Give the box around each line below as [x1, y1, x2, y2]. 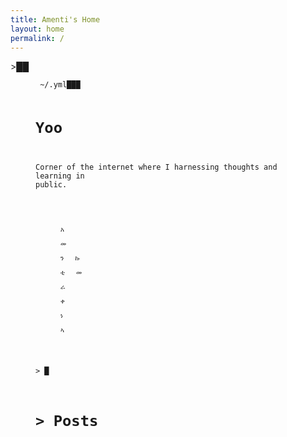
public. [35, 179, 68, 190]
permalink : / [10, 33, 65, 43]
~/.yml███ [39, 80, 81, 90]
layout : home [10, 24, 65, 34]
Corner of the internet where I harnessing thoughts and [35, 162, 278, 172]
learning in [35, 171, 85, 181]
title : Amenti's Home [10, 14, 101, 25]
